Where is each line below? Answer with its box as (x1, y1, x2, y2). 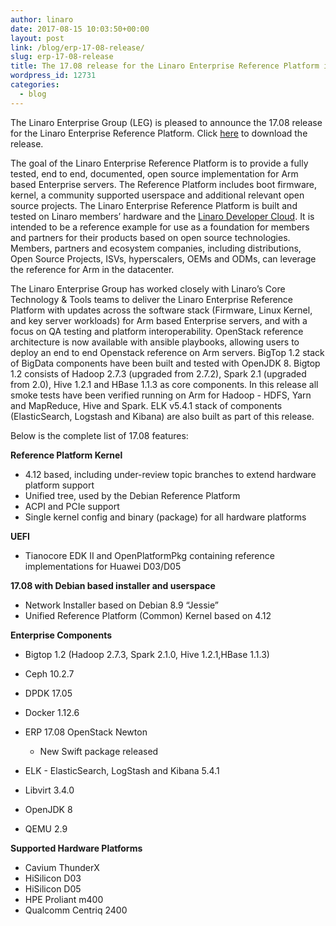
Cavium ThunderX (24, 861, 100, 873)
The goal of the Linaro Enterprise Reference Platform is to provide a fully (10, 157, 309, 169)
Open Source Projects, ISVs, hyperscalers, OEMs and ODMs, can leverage (10, 252, 317, 265)
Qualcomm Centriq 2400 (24, 904, 128, 916)
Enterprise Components (10, 629, 112, 641)
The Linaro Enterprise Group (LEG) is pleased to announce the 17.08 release (10, 116, 323, 128)
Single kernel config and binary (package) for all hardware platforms (24, 511, 307, 523)
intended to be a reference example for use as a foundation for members (10, 221, 310, 233)
